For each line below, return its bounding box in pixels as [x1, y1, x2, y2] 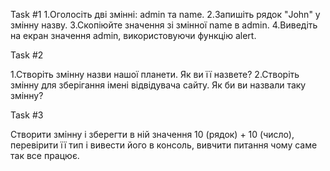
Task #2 [10, 49, 44, 61]
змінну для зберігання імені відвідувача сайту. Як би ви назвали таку [10, 79, 307, 91]
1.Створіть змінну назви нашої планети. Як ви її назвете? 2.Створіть [10, 69, 300, 80]
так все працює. [10, 150, 80, 161]
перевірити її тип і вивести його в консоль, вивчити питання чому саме [10, 139, 318, 151]
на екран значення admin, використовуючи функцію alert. [10, 30, 257, 41]
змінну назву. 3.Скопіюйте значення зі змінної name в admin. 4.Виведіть [10, 19, 318, 31]
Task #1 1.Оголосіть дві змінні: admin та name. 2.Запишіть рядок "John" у [10, 9, 321, 20]
